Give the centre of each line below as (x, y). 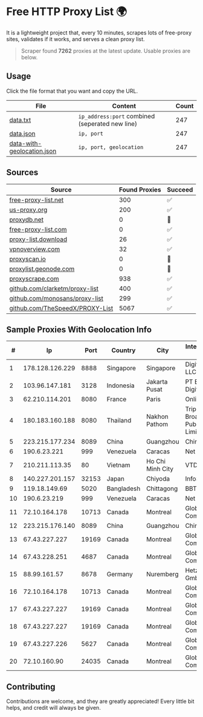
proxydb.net (27, 219)
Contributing (31, 686)
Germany (120, 575)
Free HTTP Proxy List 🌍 (67, 12)
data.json (22, 133)
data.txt (20, 120)
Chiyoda (158, 479)
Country (124, 350)
